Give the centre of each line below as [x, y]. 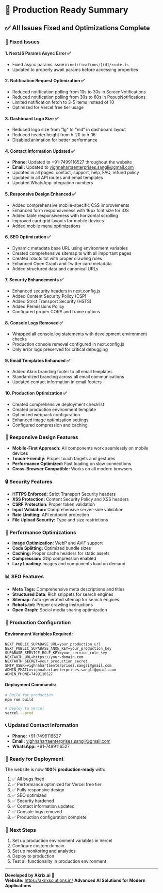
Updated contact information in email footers [57, 382]
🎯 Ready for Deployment [34, 759]
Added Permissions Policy [38, 306]
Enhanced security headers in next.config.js [56, 291]
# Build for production [29, 695]
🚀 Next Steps [21, 830]
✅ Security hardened [33, 801]
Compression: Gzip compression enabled [54, 558]
